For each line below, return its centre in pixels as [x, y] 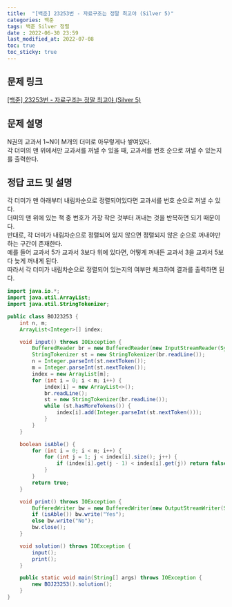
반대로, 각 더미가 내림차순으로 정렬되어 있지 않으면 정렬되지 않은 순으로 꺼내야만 [114, 235]
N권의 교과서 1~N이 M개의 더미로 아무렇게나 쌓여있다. [79, 142]
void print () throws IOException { [71, 501]
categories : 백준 [30, 20]
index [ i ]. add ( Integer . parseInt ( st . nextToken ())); [129, 413]
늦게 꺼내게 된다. [36, 261]
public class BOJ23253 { [43, 316]
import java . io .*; [33, 291]
